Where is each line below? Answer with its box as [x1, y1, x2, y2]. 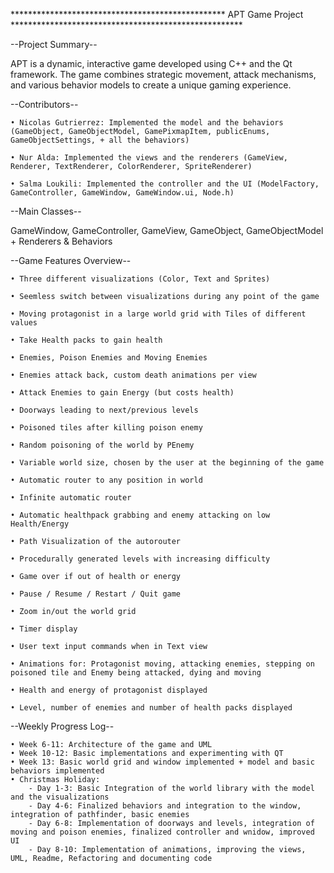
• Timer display [10, 624, 78, 634]
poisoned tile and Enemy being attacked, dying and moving [10, 668, 262, 678]
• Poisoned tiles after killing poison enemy [10, 423, 203, 433]
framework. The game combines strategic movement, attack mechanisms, [10, 69, 317, 80]
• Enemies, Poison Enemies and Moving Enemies [10, 353, 208, 363]
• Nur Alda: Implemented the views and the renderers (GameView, [10, 153, 288, 163]
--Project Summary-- [10, 39, 98, 50]
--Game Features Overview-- [10, 255, 132, 266]
